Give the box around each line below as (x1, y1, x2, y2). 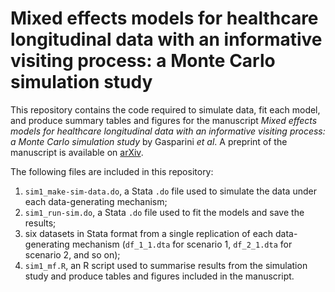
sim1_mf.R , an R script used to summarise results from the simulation (24, 259, 308, 271)
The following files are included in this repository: (10, 165, 214, 177)
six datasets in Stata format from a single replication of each (24, 227, 274, 239)
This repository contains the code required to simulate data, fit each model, (10, 103, 321, 116)
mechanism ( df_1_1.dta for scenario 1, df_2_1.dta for (71, 238, 293, 250)
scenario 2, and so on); (24, 248, 121, 261)
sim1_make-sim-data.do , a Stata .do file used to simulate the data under (24, 185, 317, 197)
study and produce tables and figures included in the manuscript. (24, 270, 295, 282)
